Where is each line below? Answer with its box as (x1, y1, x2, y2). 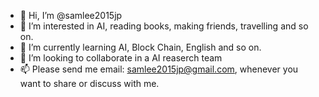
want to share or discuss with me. (19, 78, 160, 89)
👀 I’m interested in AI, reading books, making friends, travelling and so (19, 20, 309, 32)
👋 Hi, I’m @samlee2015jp (19, 10, 123, 21)
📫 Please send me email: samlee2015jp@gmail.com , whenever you (19, 63, 299, 75)
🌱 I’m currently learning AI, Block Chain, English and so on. (19, 41, 262, 53)
